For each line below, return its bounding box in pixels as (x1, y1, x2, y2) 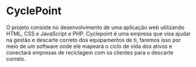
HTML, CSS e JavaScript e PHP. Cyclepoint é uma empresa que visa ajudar (6, 30, 191, 37)
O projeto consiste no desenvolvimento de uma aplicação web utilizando (6, 24, 185, 31)
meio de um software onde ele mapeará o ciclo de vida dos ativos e (6, 43, 173, 50)
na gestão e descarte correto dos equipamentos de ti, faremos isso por (6, 36, 181, 43)
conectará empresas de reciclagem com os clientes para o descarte (6, 49, 174, 56)
